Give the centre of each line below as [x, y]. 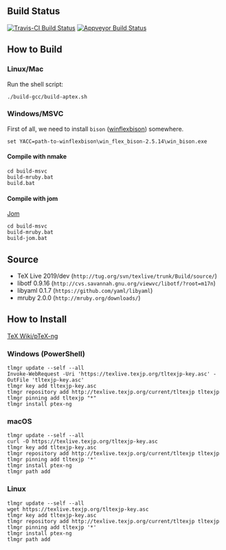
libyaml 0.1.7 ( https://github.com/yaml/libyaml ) [85, 291]
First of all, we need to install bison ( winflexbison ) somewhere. [95, 129]
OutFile [18, 380]
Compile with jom [33, 198]
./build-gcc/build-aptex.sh [47, 97]
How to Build [35, 50]
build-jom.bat [27, 239]
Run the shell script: [35, 84]
